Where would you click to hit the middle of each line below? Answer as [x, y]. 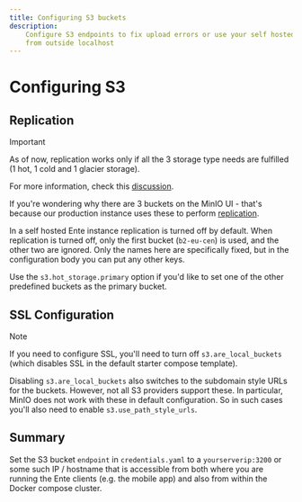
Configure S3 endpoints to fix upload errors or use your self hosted [160, 34]
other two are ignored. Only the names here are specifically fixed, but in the [149, 250]
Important [27, 142]
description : [34, 26]
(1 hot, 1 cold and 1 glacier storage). [75, 169]
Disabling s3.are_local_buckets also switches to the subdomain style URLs [148, 381]
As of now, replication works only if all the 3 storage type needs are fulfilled [149, 159]
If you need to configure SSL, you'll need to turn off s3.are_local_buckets [146, 354]
